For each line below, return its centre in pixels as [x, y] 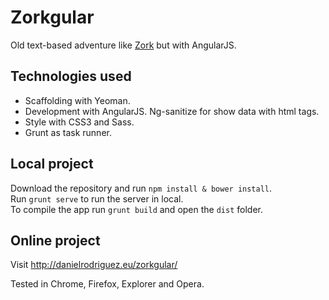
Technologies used [71, 76]
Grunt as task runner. [68, 132]
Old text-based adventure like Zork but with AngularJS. [123, 45]
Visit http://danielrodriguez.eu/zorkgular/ [94, 265]
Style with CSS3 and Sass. [79, 122]
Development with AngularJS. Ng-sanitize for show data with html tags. [172, 111]
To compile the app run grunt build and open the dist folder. [136, 209]
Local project [52, 164]
